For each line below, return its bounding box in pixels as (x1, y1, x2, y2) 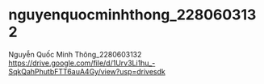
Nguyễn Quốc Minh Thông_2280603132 (8, 49, 142, 59)
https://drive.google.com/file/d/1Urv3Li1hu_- (8, 58, 156, 68)
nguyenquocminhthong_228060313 (8, 6, 257, 24)
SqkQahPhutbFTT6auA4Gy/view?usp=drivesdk (8, 66, 166, 76)
